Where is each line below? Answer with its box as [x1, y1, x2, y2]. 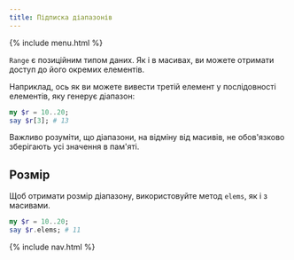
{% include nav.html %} [9, 241, 96, 252]
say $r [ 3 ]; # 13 [9, 116, 69, 125]
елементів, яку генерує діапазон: [9, 91, 135, 101]
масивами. [9, 201, 50, 211]
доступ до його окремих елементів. [9, 64, 145, 75]
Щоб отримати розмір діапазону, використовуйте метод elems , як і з [9, 191, 268, 201]
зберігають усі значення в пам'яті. [9, 141, 140, 152]
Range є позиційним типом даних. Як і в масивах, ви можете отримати [9, 54, 275, 65]
